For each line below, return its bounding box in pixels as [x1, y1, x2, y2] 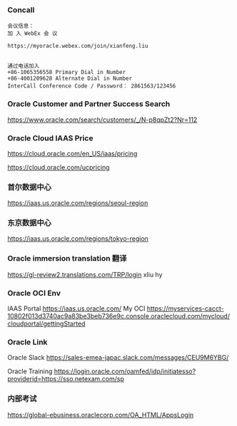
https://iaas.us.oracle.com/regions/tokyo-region [7, 234, 148, 243]
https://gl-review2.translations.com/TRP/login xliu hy [7, 270, 163, 279]
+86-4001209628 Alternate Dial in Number [7, 75, 133, 83]
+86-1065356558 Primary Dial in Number [7, 69, 126, 76]
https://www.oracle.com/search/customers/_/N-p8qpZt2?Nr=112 [7, 115, 198, 124]
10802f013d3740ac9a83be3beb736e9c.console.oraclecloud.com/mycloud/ [7, 312, 231, 321]
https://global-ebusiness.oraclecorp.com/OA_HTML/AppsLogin [7, 410, 194, 419]
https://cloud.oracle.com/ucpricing [7, 162, 110, 172]
